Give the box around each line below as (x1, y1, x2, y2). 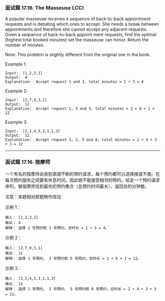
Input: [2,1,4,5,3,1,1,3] (5, 129, 60, 134)
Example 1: (5, 61, 27, 67)
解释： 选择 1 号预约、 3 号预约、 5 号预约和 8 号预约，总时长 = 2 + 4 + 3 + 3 (5, 286, 157, 292)
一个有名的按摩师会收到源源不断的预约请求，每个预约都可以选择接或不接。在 (5, 171, 160, 177)
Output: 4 (5, 75, 27, 80)
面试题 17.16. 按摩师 (5, 159, 51, 166)
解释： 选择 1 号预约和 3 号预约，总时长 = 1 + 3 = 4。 (5, 226, 110, 230)
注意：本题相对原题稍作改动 (5, 193, 61, 199)
